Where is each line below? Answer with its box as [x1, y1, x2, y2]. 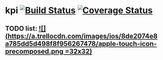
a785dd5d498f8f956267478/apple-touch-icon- [5, 40, 157, 48]
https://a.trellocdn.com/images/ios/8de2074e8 [7, 32, 158, 40]
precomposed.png [5, 47, 64, 56]
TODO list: [5, 24, 38, 33]
